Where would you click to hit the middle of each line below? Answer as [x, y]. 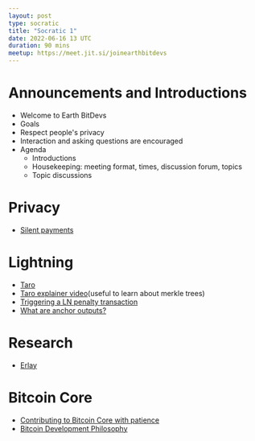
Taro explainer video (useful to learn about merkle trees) [112, 293]
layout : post [30, 16]
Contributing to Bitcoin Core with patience [89, 420]
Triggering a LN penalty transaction [79, 302]
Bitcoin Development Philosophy [74, 428]
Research [41, 343]
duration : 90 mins [39, 46]
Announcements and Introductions [128, 93]
